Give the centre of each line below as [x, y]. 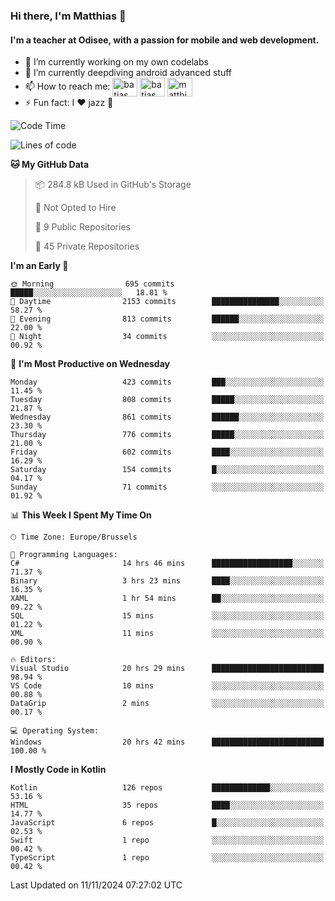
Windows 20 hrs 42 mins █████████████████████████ [167, 742]
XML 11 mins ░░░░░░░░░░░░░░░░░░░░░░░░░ [167, 634]
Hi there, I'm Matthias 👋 [68, 16]
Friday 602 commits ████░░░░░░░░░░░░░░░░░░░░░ [167, 452]
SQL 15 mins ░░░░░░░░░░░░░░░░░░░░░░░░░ [167, 616]
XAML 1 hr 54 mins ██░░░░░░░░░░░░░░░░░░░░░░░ [167, 599]
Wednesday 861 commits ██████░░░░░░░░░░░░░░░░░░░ [167, 417]
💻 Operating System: [55, 731]
